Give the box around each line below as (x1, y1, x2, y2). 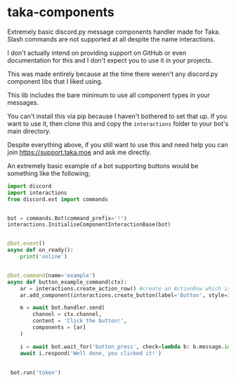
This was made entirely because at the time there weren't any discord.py (7, 70, 218, 78)
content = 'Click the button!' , (32, 317, 128, 324)
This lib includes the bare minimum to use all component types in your (7, 91, 211, 99)
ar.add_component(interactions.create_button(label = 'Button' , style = (20, 291, 228, 299)
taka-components (7, 4, 114, 20)
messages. (7, 98, 39, 106)
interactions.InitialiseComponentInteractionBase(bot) (7, 221, 171, 229)
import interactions (7, 189, 68, 196)
